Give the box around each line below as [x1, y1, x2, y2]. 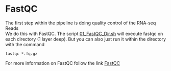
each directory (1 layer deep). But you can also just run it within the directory [5, 36, 166, 42]
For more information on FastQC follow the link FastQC [5, 60, 120, 66]
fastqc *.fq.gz [5, 51, 38, 56]
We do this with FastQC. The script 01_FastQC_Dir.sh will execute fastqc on [5, 30, 163, 37]
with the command [5, 41, 45, 47]
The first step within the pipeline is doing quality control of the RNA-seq [5, 20, 156, 26]
